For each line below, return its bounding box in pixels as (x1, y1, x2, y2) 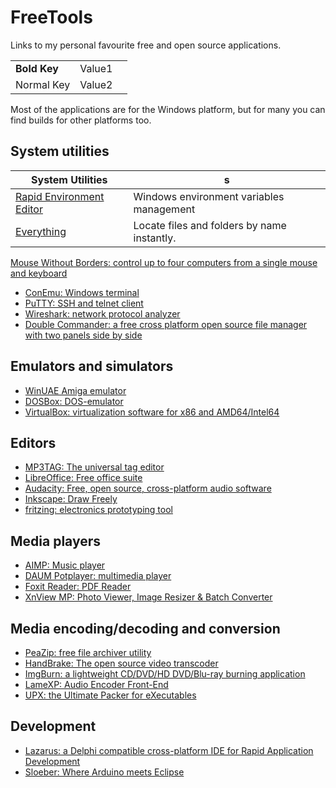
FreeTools (10, 6, 93, 29)
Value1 (79, 61, 113, 75)
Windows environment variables (133, 189, 285, 203)
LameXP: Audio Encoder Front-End (24, 679, 169, 690)
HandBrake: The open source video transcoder (24, 657, 219, 669)
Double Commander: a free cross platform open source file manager (24, 318, 308, 330)
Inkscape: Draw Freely (24, 493, 118, 505)
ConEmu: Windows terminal (24, 286, 140, 298)
